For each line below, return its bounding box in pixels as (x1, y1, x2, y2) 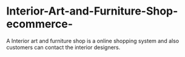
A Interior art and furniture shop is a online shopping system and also (6, 37, 180, 44)
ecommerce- (6, 17, 73, 31)
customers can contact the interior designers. (6, 44, 121, 51)
